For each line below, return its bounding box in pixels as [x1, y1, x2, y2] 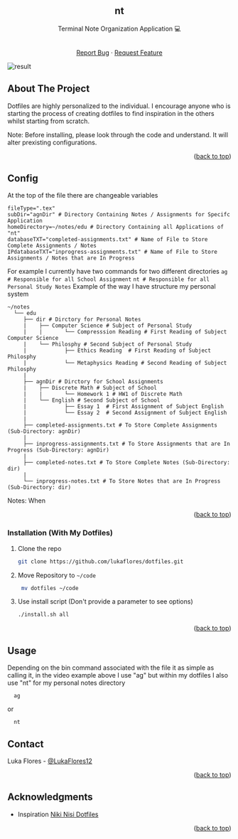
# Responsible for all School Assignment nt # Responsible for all [7, 276, 210, 283]
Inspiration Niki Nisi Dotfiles [17, 810, 99, 818]
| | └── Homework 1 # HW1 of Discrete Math [23, 390, 183, 398]
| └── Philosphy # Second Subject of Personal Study [23, 341, 193, 348]
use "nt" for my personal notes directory [7, 678, 126, 688]
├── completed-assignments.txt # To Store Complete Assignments [23, 422, 218, 429]
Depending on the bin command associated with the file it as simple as [7, 663, 215, 672]
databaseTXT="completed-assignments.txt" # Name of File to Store [7, 236, 208, 243]
